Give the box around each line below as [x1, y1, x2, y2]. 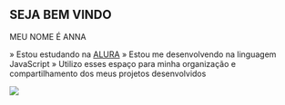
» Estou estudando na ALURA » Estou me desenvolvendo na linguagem [9, 49, 277, 60]
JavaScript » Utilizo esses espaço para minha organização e [9, 58, 237, 69]
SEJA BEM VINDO [9, 7, 112, 23]
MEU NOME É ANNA [9, 31, 87, 42]
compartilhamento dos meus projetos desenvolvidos [9, 68, 207, 79]
